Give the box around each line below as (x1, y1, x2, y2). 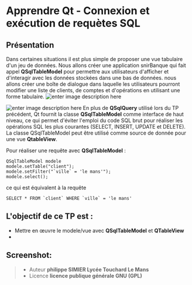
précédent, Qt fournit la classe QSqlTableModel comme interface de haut (6, 110, 184, 118)
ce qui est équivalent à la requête (6, 184, 87, 191)
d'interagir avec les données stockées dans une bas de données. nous (6, 75, 177, 81)
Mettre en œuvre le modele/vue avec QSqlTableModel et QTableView (14, 227, 184, 234)
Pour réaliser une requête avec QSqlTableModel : (6, 147, 126, 154)
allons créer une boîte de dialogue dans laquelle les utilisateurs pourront (6, 81, 180, 88)
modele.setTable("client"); (6, 163, 75, 169)
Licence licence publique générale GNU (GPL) (29, 272, 142, 279)
